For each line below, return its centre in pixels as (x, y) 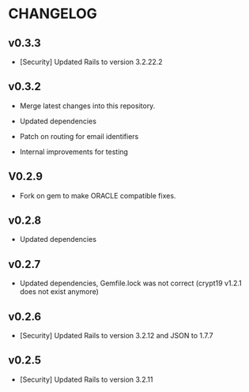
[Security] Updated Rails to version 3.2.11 (86, 379)
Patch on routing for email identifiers (79, 136)
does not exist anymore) (59, 292)
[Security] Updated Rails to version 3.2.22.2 (91, 62)
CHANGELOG (53, 14)
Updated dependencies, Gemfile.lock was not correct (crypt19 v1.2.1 (131, 283)
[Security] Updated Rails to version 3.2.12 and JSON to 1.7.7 (116, 336)
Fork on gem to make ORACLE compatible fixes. (98, 195)
